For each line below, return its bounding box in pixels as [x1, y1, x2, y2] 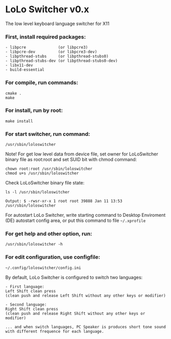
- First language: [5, 284, 45, 289]
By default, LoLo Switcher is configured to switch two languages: [5, 274, 143, 280]
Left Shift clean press [5, 288, 56, 293]
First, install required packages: [5, 33, 86, 40]
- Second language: [5, 302, 47, 307]
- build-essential [5, 67, 45, 73]
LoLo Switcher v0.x [5, 4, 90, 15]
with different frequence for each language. [5, 329, 104, 334]
